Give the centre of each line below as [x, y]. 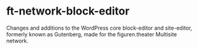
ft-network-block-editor [68, 11]
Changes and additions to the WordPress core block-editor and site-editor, [99, 28]
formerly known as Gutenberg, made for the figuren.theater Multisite [92, 34]
